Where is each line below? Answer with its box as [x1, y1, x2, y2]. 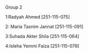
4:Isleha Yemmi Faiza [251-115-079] [5, 43, 79, 49]
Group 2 [5, 4, 23, 10]
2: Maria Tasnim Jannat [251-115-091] [5, 23, 83, 29]
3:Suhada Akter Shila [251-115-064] [5, 33, 79, 39]
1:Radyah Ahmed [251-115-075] [5, 14, 70, 19]
